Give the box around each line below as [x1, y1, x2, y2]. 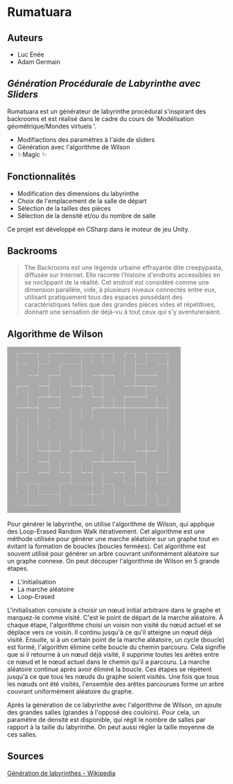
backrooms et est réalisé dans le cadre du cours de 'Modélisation [7, 114, 194, 122]
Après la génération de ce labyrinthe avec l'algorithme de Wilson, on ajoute [7, 701, 222, 709]
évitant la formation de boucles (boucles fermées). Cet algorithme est [7, 542, 206, 550]
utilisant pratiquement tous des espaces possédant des [24, 293, 183, 301]
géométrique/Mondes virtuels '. [7, 122, 97, 130]
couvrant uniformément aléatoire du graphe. [7, 687, 134, 696]
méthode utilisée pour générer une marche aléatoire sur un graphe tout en [7, 534, 220, 543]
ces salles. [7, 730, 38, 738]
